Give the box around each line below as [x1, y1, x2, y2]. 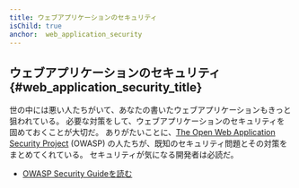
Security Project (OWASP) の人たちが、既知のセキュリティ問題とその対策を [9, 138, 288, 149]
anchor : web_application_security [9, 30, 143, 38]
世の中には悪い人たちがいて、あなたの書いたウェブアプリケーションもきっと [9, 105, 292, 115]
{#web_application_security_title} [9, 80, 203, 95]
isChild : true [9, 21, 63, 30]
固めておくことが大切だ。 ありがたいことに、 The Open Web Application [9, 127, 276, 138]
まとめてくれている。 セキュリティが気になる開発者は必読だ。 [9, 150, 239, 160]
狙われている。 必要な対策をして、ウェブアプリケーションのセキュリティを [9, 115, 286, 126]
